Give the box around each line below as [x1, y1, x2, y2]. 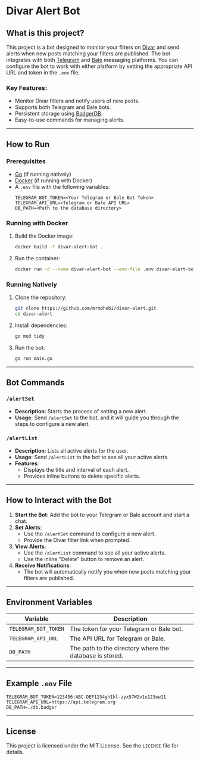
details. [6, 749, 24, 756]
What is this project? [6, 28, 85, 38]
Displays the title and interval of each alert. [23, 466, 129, 473]
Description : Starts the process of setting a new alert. [14, 407, 148, 415]
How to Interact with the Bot [6, 496, 112, 506]
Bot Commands [6, 378, 65, 388]
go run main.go [14, 356, 53, 362]
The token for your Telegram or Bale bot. [70, 625, 183, 633]
